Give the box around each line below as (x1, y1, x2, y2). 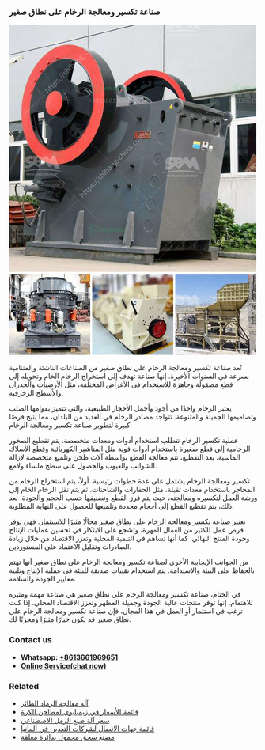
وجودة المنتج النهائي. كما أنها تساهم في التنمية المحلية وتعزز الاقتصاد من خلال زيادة (9, 533, 250, 544)
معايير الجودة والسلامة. (9, 574, 77, 584)
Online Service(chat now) (20, 661, 107, 670)
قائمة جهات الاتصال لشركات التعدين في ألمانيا (20, 723, 155, 733)
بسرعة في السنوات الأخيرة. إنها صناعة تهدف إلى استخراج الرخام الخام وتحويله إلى (9, 371, 250, 381)
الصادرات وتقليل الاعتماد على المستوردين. (9, 542, 132, 551)
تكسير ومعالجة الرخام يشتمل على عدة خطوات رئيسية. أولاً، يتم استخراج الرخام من (9, 476, 251, 486)
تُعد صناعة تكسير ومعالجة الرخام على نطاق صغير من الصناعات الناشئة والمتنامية (9, 363, 242, 373)
